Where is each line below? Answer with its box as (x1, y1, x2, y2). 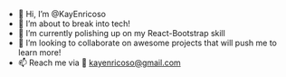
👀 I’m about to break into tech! (17, 18, 131, 29)
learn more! (17, 47, 62, 58)
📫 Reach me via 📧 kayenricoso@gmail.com (17, 57, 181, 68)
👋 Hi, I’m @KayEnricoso (17, 9, 107, 19)
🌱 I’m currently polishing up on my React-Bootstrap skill (17, 28, 226, 38)
